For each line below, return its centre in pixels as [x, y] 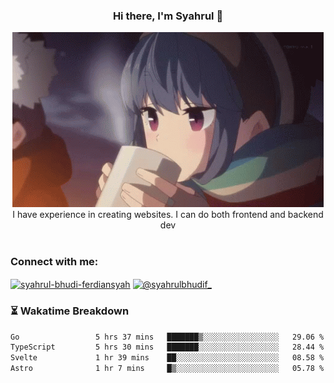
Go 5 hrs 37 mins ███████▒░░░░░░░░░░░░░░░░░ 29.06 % [167, 337]
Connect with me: [54, 262]
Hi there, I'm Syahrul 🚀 [168, 16]
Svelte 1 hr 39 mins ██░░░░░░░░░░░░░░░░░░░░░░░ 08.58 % [167, 358]
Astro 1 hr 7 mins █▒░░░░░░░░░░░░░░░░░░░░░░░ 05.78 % [167, 369]
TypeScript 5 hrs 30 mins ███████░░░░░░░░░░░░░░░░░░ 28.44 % [167, 347]
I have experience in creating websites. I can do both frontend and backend [168, 215]
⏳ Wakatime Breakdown [70, 311]
